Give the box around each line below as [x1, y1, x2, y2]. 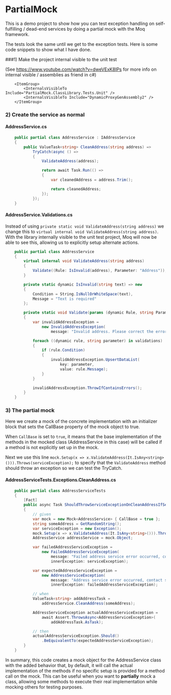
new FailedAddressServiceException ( [41, 549, 120, 554]
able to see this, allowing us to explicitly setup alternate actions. [5, 239, 139, 245]
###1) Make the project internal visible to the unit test [5, 56, 117, 62]
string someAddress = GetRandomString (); [32, 521, 122, 526]
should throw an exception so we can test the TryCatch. [5, 465, 123, 471]
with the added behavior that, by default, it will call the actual [5, 662, 133, 668]
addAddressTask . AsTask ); [50, 620, 103, 625]
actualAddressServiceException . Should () [32, 633, 120, 638]
